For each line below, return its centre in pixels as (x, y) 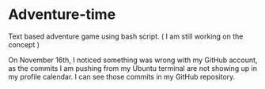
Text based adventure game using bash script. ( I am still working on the (126, 36)
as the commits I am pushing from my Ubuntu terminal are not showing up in (133, 68)
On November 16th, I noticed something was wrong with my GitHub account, (133, 60)
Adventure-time (62, 15)
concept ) (24, 44)
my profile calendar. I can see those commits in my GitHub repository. (122, 76)
